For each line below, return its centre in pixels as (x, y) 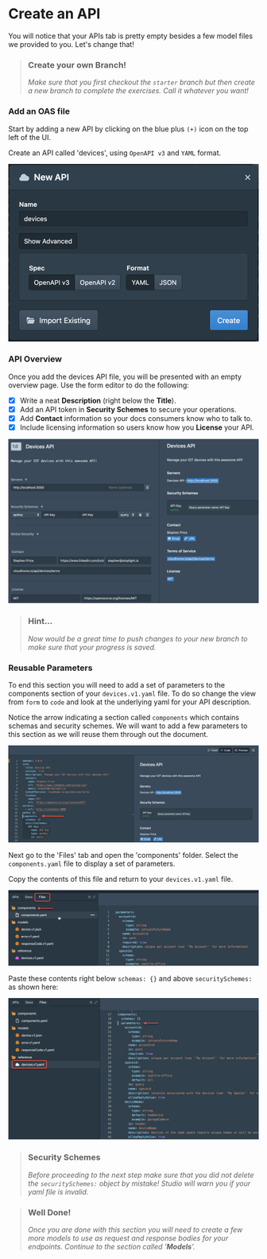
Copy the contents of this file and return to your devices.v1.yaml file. (121, 879)
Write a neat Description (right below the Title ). (98, 400)
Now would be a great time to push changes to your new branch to (137, 638)
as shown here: (33, 987)
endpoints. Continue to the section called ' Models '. (111, 1246)
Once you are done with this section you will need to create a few (135, 1230)
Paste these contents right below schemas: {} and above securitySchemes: (130, 978)
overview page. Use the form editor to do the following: (99, 385)
